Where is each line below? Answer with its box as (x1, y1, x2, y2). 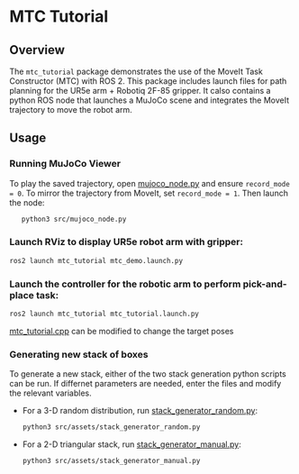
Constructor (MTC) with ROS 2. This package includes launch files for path (9, 76, 287, 87)
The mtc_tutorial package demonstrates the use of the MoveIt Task (9, 66, 263, 77)
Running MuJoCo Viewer (9, 158, 122, 170)
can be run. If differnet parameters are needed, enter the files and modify (9, 378, 282, 389)
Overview (9, 42, 66, 58)
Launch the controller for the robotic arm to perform (9, 278, 241, 290)
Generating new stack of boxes (9, 348, 149, 360)
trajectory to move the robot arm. (9, 105, 132, 114)
